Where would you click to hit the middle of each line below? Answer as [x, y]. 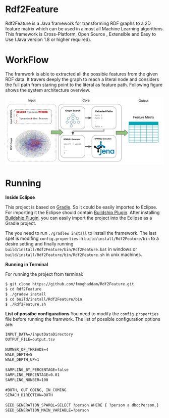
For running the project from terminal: [44, 274]
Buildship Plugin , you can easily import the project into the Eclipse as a [79, 218]
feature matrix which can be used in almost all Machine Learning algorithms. [84, 28]
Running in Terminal [27, 264]
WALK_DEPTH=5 [19, 354]
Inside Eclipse [20, 197]
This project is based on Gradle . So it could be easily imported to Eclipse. [81, 207]
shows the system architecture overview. [48, 90]
